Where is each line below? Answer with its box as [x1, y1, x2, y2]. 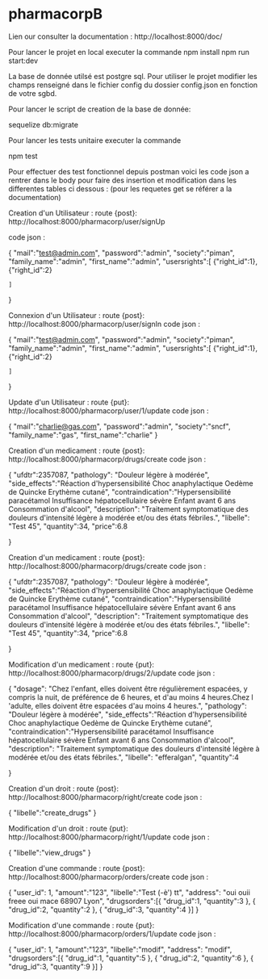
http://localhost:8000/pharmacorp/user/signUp [8, 216, 165, 226]
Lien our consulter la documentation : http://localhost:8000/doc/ [8, 31, 223, 41]
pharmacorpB [8, 5, 103, 23]
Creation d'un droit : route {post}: [8, 784, 119, 793]
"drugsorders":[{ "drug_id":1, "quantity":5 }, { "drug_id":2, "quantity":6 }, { [8, 953, 254, 963]
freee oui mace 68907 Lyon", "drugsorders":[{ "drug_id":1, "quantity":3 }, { [8, 896, 256, 906]
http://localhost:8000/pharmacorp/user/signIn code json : [8, 319, 200, 328]
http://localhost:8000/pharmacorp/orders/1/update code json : [8, 929, 216, 939]
